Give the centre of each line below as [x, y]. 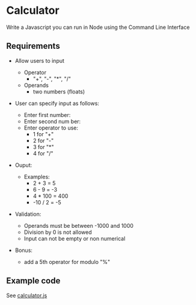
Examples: [37, 177]
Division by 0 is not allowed [58, 232]
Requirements [33, 46]
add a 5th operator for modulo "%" [67, 262]
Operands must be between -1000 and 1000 [79, 225]
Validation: [28, 214]
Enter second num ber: [52, 121]
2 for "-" [43, 140]
